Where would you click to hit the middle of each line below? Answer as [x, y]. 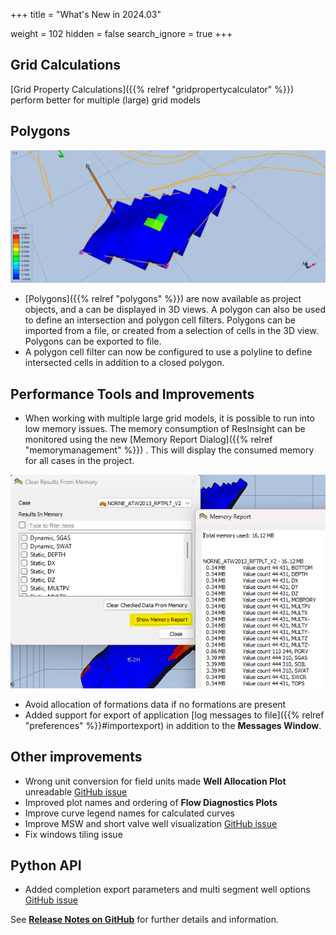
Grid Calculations [66, 65]
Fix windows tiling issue [73, 834]
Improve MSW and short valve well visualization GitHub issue [151, 823]
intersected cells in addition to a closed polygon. [124, 363]
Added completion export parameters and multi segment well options [167, 890]
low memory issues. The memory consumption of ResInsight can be [165, 429]
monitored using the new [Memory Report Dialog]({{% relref [148, 440]
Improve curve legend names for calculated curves [129, 813]
